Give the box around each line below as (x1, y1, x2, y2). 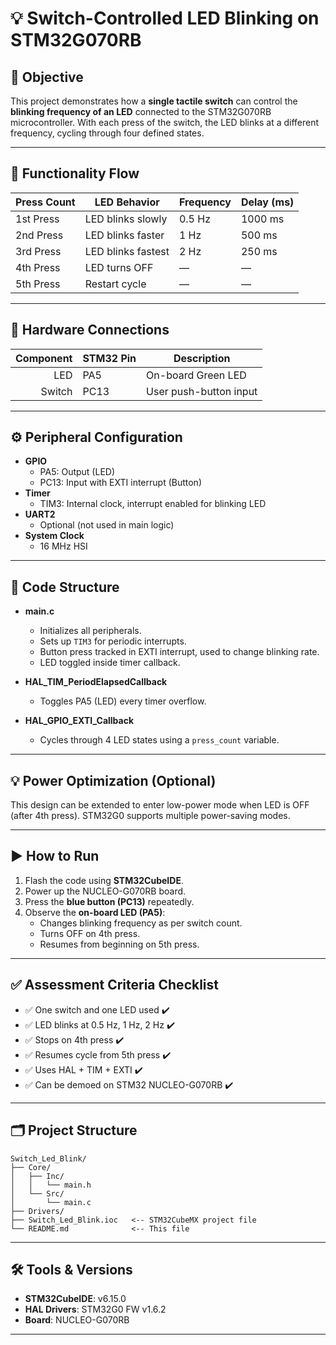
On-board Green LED (146, 368, 247, 382)
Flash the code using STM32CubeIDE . (24, 874, 184, 886)
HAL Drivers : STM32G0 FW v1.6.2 (24, 1303, 167, 1316)
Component (15, 351, 73, 365)
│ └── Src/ (10, 1188, 65, 1199)
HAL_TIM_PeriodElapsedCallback (24, 676, 168, 688)
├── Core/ (10, 1162, 52, 1172)
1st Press (15, 212, 60, 226)
